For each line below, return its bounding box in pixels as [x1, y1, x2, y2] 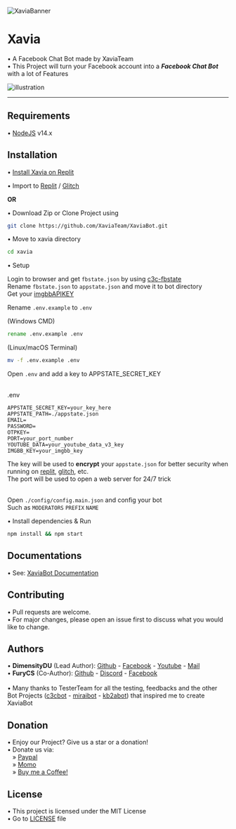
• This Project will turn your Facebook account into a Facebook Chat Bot [7, 62, 219, 70]
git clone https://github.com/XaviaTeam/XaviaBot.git [7, 222, 169, 229]
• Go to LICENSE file [7, 814, 67, 823]
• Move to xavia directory [7, 235, 81, 243]
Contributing [7, 589, 65, 601]
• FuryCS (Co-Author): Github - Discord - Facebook [7, 669, 158, 678]
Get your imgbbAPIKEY [7, 290, 74, 298]
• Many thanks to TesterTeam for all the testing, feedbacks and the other [7, 684, 218, 693]
